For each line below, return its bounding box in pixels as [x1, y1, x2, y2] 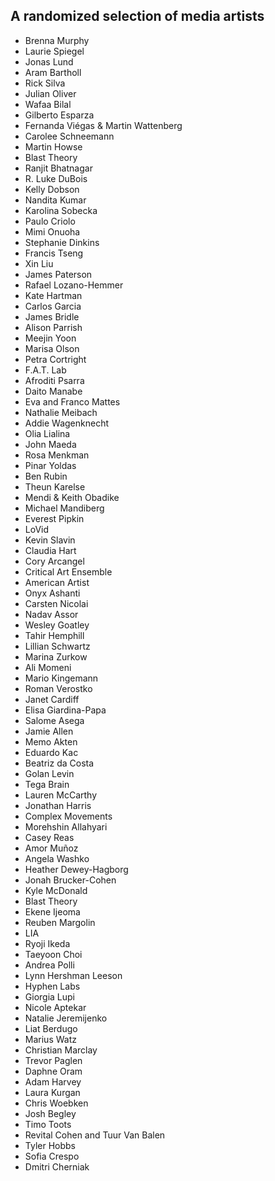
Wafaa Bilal [24, 98, 72, 110]
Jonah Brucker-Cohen [24, 874, 117, 886]
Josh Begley [24, 1107, 77, 1119]
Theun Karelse [24, 480, 86, 493]
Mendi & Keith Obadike [24, 491, 120, 503]
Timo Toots [24, 1118, 72, 1130]
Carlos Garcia [24, 300, 82, 312]
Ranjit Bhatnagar [24, 162, 93, 174]
